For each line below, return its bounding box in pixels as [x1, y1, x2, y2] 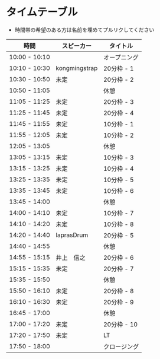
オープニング [103, 53, 139, 61]
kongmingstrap [55, 63, 98, 72]
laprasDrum [55, 231, 89, 239]
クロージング [103, 342, 139, 351]
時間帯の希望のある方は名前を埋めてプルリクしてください [14, 26, 155, 33]
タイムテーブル [6, 5, 78, 19]
